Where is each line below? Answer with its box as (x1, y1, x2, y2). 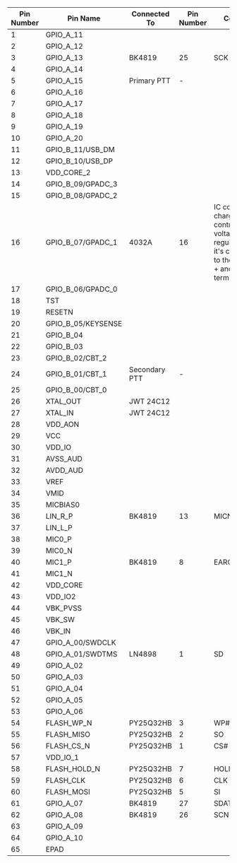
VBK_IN (45, 626, 71, 635)
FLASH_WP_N (45, 718, 92, 727)
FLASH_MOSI (45, 787, 90, 797)
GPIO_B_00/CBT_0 (45, 385, 107, 394)
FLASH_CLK (45, 775, 86, 785)
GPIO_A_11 (45, 30, 83, 40)
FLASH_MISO (45, 729, 90, 739)
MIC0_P (45, 534, 72, 544)
